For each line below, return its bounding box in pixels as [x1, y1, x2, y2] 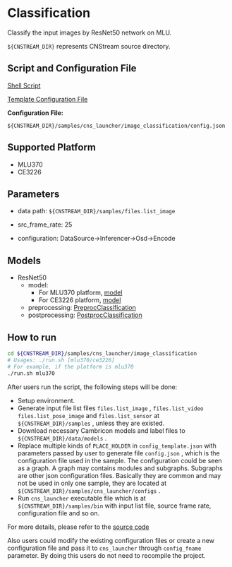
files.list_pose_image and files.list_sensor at [17, 411, 160, 419]
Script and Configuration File [7, 62, 137, 75]
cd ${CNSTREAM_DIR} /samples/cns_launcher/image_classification [7, 350, 197, 357]
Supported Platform [7, 141, 97, 153]
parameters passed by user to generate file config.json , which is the [17, 448, 220, 457]
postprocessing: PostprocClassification [28, 311, 142, 319]
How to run [7, 331, 57, 343]
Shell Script [7, 81, 41, 90]
